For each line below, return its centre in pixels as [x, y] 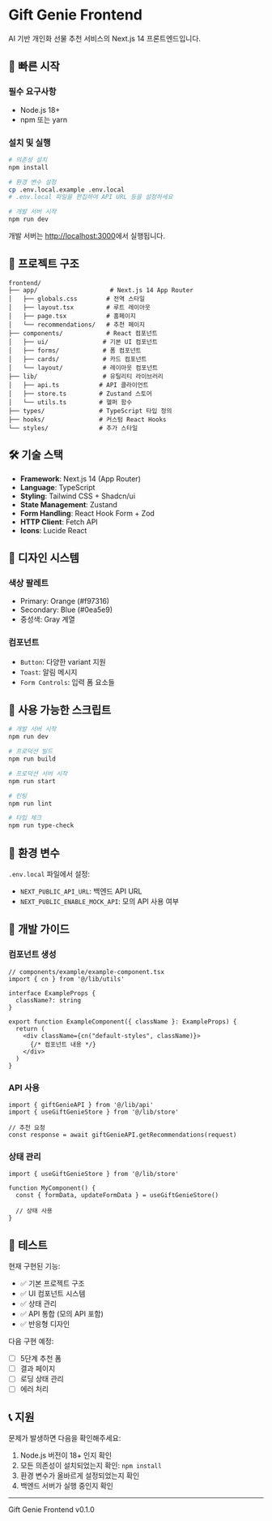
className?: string [49, 1000]
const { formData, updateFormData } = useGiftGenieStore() [117, 1196]
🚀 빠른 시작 [34, 67]
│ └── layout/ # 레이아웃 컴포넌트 [83, 368]
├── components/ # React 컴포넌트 [83, 333]
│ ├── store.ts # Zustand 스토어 [80, 394]
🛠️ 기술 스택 [36, 455]
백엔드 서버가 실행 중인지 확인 [66, 1486]
